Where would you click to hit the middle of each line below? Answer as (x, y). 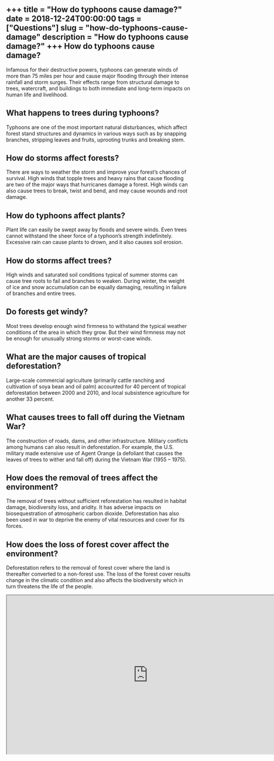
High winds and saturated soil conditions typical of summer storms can (92, 275)
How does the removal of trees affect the (82, 478)
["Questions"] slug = (45, 28)
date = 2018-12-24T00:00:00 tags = (74, 19)
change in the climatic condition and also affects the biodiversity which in (95, 580)
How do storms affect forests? (63, 158)
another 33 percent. (30, 399)
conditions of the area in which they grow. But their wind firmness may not (96, 332)
